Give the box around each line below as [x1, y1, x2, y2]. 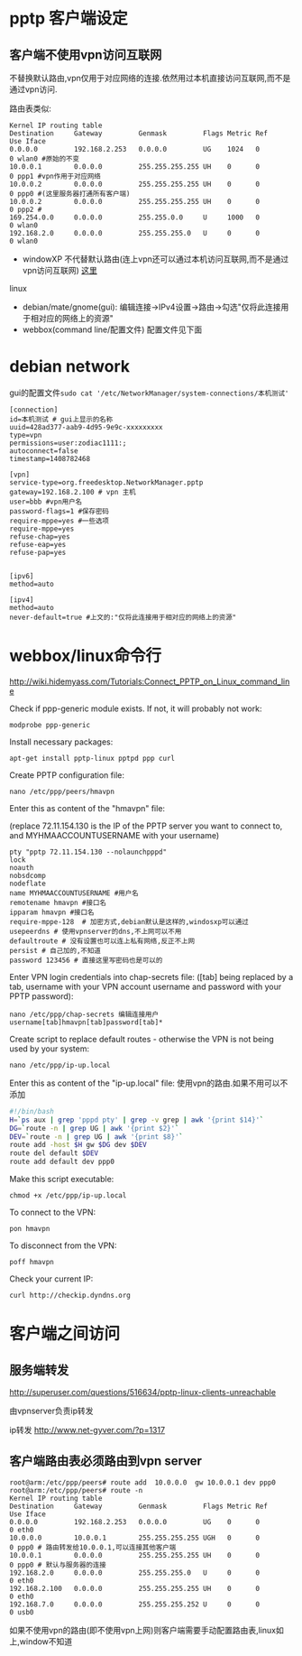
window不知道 [19, 1635, 73, 1647]
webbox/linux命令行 [9, 646, 162, 666]
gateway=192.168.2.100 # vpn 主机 [9, 487, 137, 496]
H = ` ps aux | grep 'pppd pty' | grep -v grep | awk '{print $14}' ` [9, 1115, 264, 1124]
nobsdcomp [9, 871, 47, 880]
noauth [9, 863, 34, 872]
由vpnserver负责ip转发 [9, 1405, 94, 1416]
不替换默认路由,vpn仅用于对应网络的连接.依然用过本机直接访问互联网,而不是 [9, 73, 291, 83]
